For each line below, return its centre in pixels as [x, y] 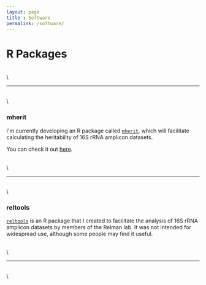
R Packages [37, 54]
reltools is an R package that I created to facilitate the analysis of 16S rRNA [102, 221]
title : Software [29, 18]
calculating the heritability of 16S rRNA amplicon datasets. [80, 137]
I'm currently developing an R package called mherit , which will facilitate [98, 131]
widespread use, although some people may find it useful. [80, 234]
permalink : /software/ [35, 23]
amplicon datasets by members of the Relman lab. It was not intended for [99, 227]
